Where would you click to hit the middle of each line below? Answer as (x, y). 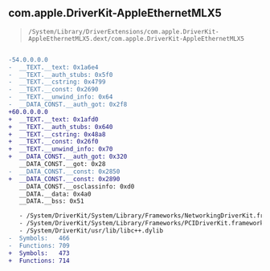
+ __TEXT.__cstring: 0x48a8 (57, 134)
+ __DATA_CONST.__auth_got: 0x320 (68, 157)
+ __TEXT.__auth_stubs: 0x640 (61, 127)
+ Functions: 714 (39, 261)
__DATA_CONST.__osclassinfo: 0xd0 (77, 186)
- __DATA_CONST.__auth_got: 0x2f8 (68, 105)
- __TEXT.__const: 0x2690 (53, 90)
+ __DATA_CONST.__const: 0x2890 (64, 179)
